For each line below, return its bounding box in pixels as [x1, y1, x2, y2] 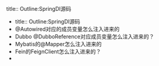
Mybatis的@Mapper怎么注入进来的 [14, 41, 102, 47]
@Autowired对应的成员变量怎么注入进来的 [14, 26, 120, 32]
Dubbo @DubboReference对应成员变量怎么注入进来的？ [14, 33, 155, 40]
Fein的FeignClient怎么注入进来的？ [14, 48, 101, 55]
